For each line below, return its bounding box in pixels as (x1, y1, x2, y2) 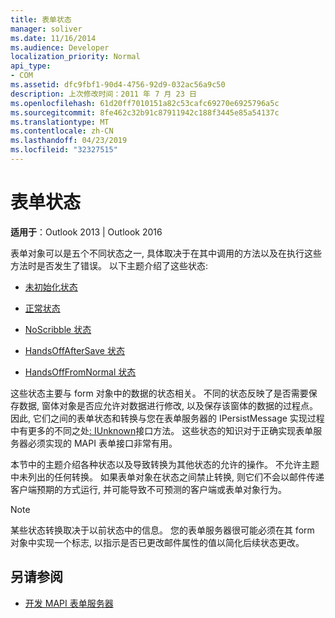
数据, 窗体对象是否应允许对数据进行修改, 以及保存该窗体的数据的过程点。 (18, 399, 318, 411)
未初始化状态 (24, 281, 78, 293)
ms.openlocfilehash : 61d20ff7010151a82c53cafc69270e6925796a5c (10, 98, 280, 108)
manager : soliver (10, 24, 83, 34)
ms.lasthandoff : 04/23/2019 (10, 136, 128, 146)
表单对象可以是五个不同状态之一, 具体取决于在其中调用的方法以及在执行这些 (10, 247, 322, 259)
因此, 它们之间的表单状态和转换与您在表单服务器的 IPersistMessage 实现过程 (10, 412, 325, 424)
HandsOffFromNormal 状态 (24, 366, 137, 378)
